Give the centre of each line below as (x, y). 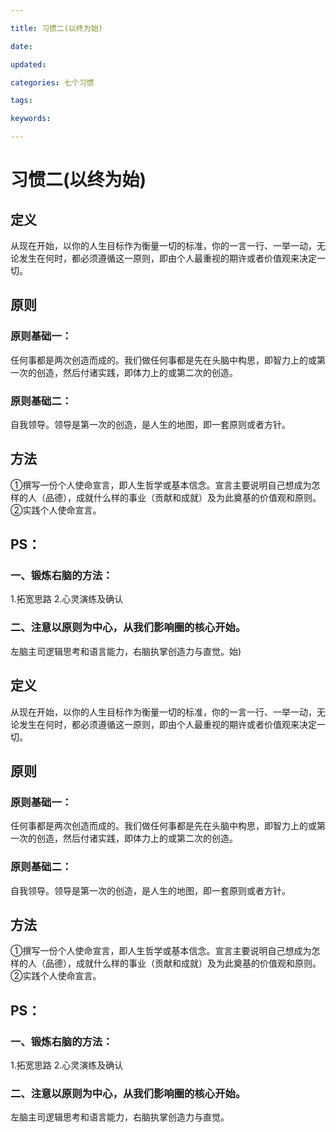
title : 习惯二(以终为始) (56, 28)
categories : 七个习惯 (52, 82)
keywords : (31, 119)
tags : (21, 101)
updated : (28, 64)
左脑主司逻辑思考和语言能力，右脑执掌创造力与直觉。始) (126, 651)
